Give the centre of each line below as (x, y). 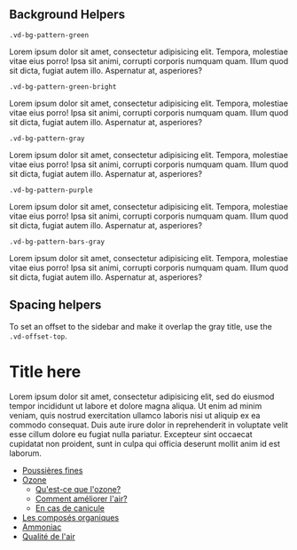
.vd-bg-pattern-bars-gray (57, 242)
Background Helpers (67, 15)
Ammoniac (42, 527)
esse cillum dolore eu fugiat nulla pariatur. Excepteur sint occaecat (131, 434)
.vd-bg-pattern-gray (47, 138)
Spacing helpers (55, 305)
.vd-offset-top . (39, 336)
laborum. (26, 453)
